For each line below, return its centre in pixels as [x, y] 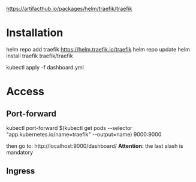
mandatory [20, 152]
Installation [35, 33]
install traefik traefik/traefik [40, 56]
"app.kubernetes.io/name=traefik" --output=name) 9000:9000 [84, 134]
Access [25, 92]
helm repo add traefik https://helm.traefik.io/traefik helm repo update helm [98, 49]
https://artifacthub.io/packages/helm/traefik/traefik [69, 9]
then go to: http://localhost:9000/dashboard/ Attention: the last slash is [95, 145]
